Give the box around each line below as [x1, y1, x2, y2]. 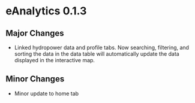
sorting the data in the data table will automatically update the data [14, 50, 179, 57]
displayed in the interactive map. [14, 57, 95, 63]
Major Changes [5, 28, 64, 38]
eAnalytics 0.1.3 [5, 4, 87, 18]
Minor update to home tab [14, 90, 79, 97]
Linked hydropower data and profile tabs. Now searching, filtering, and [14, 44, 190, 51]
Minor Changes [5, 74, 65, 84]
